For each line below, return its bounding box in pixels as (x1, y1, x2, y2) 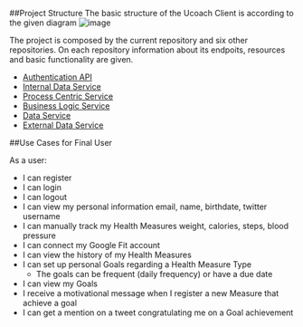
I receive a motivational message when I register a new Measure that (22, 288, 279, 298)
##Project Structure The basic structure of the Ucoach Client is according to (9, 8, 294, 18)
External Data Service (22, 120, 104, 130)
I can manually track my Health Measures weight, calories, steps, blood (22, 221, 289, 231)
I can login (22, 182, 62, 193)
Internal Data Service (22, 82, 101, 91)
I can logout (22, 192, 68, 202)
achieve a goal (22, 298, 78, 308)
